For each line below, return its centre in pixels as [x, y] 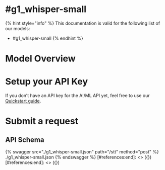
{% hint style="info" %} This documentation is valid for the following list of [83, 23]
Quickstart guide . [23, 101]
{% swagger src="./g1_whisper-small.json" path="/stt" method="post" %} [82, 152]
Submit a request [42, 121]
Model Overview [40, 59]
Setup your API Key [47, 82]
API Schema [25, 140]
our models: [18, 28]
